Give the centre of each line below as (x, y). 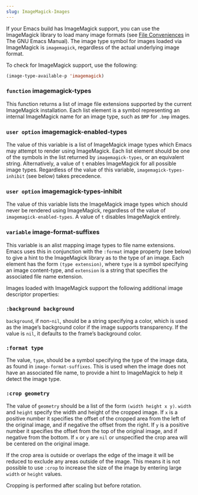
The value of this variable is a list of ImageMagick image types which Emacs (99, 145)
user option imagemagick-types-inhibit (64, 192)
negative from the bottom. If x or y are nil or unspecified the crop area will (97, 437)
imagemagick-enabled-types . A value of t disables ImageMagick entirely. (94, 217)
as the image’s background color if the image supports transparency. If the (97, 327)
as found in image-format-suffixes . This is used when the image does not (96, 367)
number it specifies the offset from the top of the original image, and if (92, 431)
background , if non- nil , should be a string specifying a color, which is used (97, 321)
